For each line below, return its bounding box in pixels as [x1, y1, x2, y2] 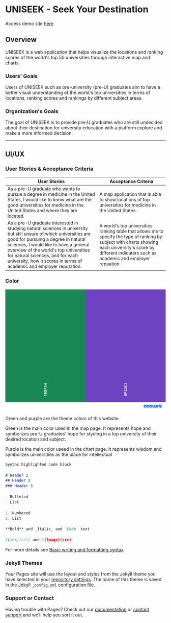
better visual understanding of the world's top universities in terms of [5, 89, 151, 96]
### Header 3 [5, 483, 33, 489]
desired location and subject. [5, 436, 66, 442]
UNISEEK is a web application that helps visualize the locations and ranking [5, 49, 163, 55]
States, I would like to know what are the [7, 196, 92, 202]
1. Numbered [5, 510, 31, 516]
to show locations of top [99, 196, 150, 202]
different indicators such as [99, 249, 157, 256]
